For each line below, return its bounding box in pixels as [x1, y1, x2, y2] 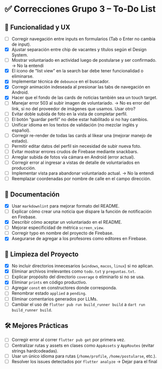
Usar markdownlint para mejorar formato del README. [11, 203, 120, 209]
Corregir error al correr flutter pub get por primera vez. [11, 337, 126, 343]
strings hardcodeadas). [11, 348, 59, 353]
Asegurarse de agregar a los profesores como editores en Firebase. [11, 236, 147, 242]
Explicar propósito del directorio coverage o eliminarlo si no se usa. [11, 274, 145, 280]
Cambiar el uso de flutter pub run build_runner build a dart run [11, 301, 146, 307]
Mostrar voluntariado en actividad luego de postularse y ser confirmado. [11, 57, 157, 63]
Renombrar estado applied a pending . [11, 290, 87, 296]
